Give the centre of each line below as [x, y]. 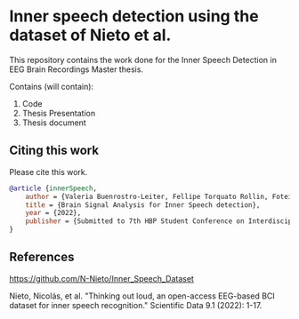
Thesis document [54, 123]
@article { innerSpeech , [53, 188]
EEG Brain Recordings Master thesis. [77, 69]
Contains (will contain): [52, 86]
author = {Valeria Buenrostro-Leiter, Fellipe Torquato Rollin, [147, 196]
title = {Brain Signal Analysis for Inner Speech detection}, [143, 205]
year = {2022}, [53, 213]
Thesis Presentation [59, 113]
